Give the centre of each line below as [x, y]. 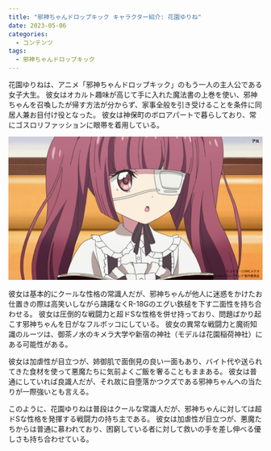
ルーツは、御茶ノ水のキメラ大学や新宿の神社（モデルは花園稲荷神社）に [142, 334]
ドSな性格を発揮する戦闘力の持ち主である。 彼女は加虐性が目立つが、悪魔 [132, 419]
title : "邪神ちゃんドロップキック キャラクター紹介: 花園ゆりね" [105, 17]
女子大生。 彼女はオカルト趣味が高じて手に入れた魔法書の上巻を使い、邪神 [133, 94]
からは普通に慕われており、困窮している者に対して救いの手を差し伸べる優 [138, 428]
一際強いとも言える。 [58, 391]
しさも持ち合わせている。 [51, 439]
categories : [28, 34]
